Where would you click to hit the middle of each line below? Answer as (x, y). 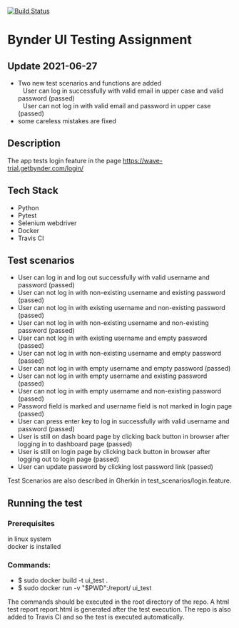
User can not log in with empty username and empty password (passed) (124, 369)
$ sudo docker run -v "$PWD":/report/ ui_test (85, 588)
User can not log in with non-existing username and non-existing (113, 323)
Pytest (27, 215)
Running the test (45, 503)
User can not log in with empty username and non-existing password (119, 391)
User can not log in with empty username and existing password (112, 376)
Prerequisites (31, 523)
